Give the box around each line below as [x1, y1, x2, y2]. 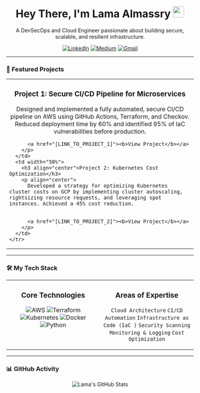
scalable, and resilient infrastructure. [55, 33, 145, 40]
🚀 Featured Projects [6, 65, 64, 73]
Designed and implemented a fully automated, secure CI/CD [15, 105, 185, 113]
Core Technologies [21, 291, 85, 300]
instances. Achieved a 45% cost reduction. [9, 200, 135, 207]
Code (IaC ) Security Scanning [103, 322, 190, 329]
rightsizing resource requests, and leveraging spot [9, 194, 162, 201]
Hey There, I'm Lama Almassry [15, 7, 171, 21]
